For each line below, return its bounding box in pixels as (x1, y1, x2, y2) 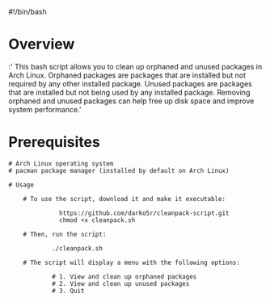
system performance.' (8, 104, 82, 114)
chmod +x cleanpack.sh (59, 216, 136, 224)
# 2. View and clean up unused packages (51, 279, 190, 287)
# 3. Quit (51, 287, 85, 295)
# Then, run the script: (23, 230, 107, 238)
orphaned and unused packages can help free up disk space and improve (8, 96, 255, 106)
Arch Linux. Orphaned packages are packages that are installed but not (8, 70, 247, 80)
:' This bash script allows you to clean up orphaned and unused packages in (8, 61, 263, 71)
